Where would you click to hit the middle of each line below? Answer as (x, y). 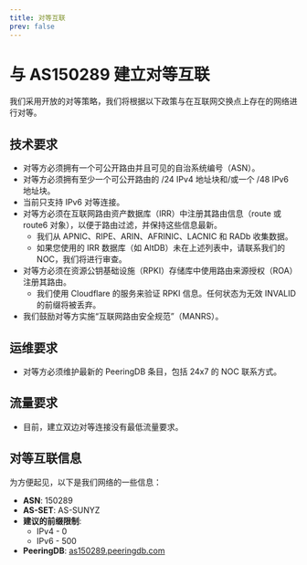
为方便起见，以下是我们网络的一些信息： (85, 482)
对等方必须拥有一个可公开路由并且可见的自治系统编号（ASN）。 (141, 168)
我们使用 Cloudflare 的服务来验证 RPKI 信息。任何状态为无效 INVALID (166, 294)
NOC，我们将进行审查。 (82, 259)
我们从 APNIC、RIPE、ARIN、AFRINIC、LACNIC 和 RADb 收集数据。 (165, 236)
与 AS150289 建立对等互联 (110, 74)
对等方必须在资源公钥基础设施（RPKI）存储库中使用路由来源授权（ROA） (160, 271)
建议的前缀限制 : (52, 520)
